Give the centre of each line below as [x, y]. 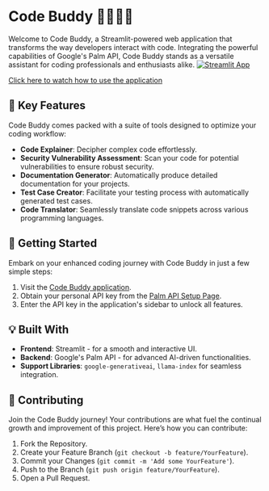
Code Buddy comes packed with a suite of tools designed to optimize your [132, 125]
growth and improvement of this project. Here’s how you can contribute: [128, 428]
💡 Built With [39, 329]
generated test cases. [56, 200]
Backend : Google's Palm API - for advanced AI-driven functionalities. [136, 358]
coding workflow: [38, 133]
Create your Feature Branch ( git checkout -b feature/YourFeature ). [134, 452]
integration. [39, 375]
